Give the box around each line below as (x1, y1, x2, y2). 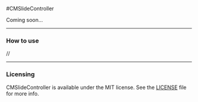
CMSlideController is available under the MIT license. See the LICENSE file (6, 84, 187, 91)
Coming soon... (6, 17, 43, 23)
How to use (6, 37, 39, 45)
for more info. (6, 90, 39, 97)
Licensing (6, 70, 35, 78)
